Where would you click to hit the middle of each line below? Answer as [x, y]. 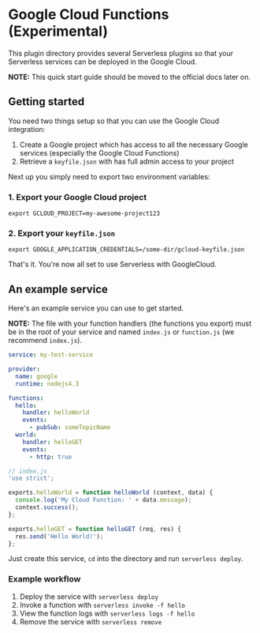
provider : [24, 369]
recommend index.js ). [45, 341]
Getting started [46, 102]
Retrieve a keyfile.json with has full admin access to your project [127, 161]
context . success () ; [47, 507]
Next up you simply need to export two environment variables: [109, 176]
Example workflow [45, 579]
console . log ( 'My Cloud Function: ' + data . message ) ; [104, 500]
